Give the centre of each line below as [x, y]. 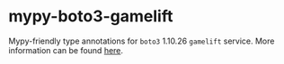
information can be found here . [66, 50]
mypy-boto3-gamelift [91, 16]
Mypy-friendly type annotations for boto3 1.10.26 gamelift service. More [142, 41]
